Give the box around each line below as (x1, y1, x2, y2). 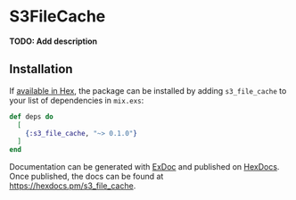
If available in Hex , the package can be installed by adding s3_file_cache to (9, 85, 287, 96)
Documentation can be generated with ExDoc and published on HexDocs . (9, 162, 280, 172)
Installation (9, 62, 73, 77)
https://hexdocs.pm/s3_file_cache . (9, 180, 136, 191)
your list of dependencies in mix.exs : (9, 95, 144, 105)
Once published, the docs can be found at (9, 171, 164, 182)
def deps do (9, 112, 53, 121)
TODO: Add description (9, 36, 98, 46)
